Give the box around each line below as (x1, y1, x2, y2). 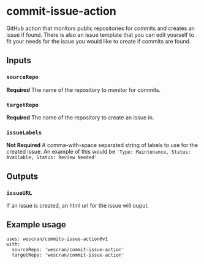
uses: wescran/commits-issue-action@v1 (6, 236, 108, 242)
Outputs (6, 171, 39, 181)
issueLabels (6, 129, 42, 136)
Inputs (6, 55, 32, 66)
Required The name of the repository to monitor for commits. (6, 86, 161, 93)
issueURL (6, 189, 32, 197)
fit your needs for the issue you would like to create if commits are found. (6, 37, 191, 45)
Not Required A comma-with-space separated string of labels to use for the (6, 141, 198, 149)
